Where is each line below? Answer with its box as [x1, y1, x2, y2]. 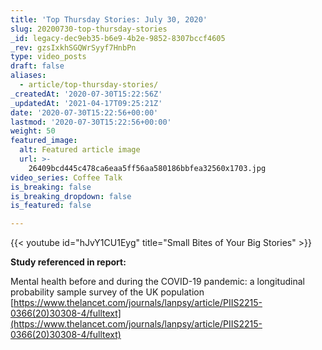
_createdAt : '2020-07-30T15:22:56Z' [10, 89, 163, 99]
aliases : [10, 71, 47, 81]
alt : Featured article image [19, 145, 141, 155]
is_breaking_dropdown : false [10, 191, 132, 201]
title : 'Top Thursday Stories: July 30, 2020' [10, 14, 208, 25]
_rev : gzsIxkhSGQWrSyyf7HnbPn [10, 42, 137, 53]
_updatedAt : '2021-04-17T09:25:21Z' [10, 98, 163, 108]
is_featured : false [10, 201, 92, 211]
